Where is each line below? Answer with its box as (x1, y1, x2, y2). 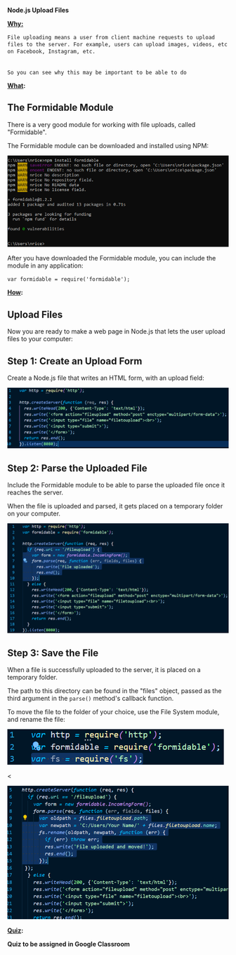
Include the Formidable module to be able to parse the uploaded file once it (7, 481, 225, 489)
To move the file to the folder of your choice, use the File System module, (7, 708, 220, 716)
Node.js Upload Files (7, 6, 69, 14)
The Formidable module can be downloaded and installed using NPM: (7, 141, 209, 150)
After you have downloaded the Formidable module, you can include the (7, 254, 216, 263)
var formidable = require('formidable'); (7, 276, 131, 283)
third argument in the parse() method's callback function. (7, 694, 174, 703)
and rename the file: (7, 716, 65, 724)
